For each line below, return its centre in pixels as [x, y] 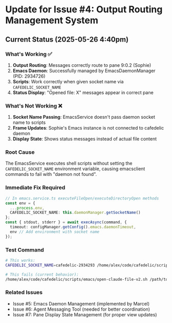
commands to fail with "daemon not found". [51, 174]
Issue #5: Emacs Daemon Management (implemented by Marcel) [81, 303]
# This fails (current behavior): [42, 274]
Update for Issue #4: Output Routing [84, 10]
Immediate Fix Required [35, 188]
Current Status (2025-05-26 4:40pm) [67, 39]
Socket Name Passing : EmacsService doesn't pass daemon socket [84, 117]
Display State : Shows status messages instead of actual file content [85, 139]
